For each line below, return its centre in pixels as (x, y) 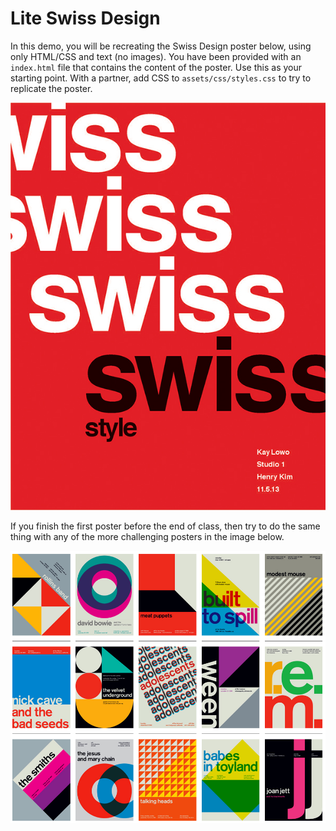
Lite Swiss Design (85, 18)
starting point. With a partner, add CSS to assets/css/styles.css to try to (161, 78)
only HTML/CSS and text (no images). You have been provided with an (156, 56)
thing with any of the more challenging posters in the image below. (147, 536)
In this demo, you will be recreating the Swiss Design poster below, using (161, 46)
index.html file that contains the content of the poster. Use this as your (156, 67)
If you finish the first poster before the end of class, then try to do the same (165, 526)
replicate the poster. (51, 88)
